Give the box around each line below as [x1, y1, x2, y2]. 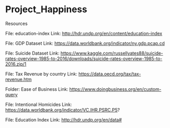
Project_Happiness [5, 4, 88, 15]
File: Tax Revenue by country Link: [5, 70, 77, 77]
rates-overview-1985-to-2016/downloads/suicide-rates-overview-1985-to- [5, 55, 163, 62]
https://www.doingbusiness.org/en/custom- [69, 86, 162, 92]
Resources [5, 20, 28, 27]
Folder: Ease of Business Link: [5, 86, 69, 92]
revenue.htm [5, 76, 32, 82]
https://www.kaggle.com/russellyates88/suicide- [60, 50, 163, 56]
